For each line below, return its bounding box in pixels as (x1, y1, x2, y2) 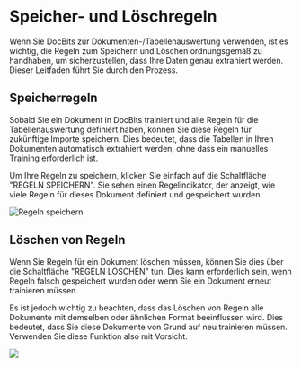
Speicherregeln (9, 91, 98, 106)
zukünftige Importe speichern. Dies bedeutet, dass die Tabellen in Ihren (9, 133, 274, 144)
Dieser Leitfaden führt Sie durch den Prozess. (9, 65, 178, 75)
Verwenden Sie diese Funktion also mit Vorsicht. (9, 330, 189, 342)
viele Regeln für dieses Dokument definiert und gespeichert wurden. (9, 188, 263, 199)
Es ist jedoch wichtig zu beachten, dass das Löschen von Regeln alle (9, 302, 264, 313)
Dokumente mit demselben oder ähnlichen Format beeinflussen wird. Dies (9, 311, 284, 322)
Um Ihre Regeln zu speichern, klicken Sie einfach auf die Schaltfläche (9, 170, 267, 180)
